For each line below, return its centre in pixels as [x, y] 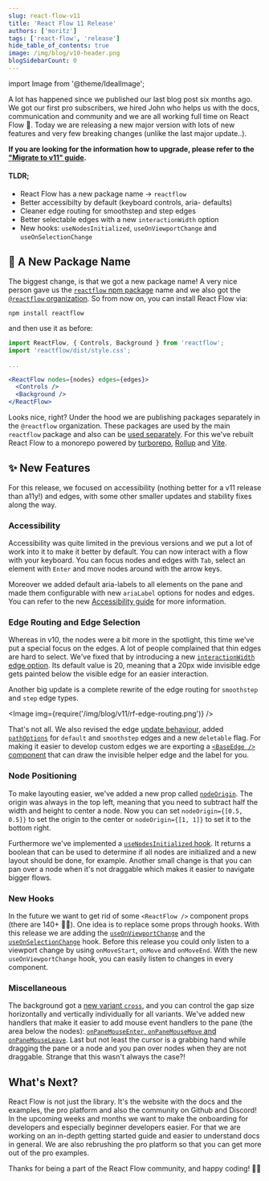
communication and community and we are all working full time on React [128, 116]
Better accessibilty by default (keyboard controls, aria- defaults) [126, 203]
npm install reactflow [46, 313]
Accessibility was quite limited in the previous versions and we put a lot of [130, 543]
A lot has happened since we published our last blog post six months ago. [130, 99]
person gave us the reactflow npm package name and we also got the [124, 290]
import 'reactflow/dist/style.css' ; [69, 350]
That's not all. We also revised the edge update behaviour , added [116, 729]
